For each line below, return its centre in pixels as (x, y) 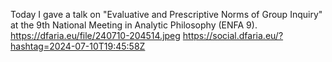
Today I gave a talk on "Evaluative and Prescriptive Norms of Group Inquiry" (166, 14)
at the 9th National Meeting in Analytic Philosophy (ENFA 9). (134, 25)
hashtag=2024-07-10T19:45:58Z (78, 46)
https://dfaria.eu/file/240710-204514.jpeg (95, 35)
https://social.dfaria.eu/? (233, 35)
